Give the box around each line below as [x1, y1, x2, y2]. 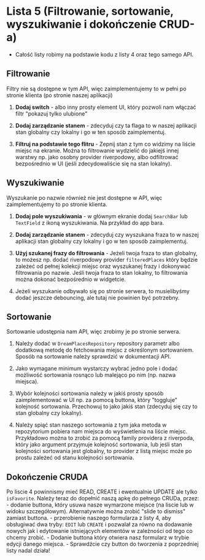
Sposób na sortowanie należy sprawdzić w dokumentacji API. [15, 353, 171, 360]
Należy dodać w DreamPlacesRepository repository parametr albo [15, 340, 180, 347]
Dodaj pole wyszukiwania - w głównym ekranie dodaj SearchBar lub [15, 212, 188, 219]
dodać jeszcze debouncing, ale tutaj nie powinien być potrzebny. [15, 294, 180, 301]
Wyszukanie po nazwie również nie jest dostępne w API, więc [6, 194, 163, 201]
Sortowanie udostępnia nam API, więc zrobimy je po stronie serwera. [6, 328, 181, 336]
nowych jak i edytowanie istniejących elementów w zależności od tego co [6, 527, 193, 535]
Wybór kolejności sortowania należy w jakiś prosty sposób [15, 390, 164, 397]
